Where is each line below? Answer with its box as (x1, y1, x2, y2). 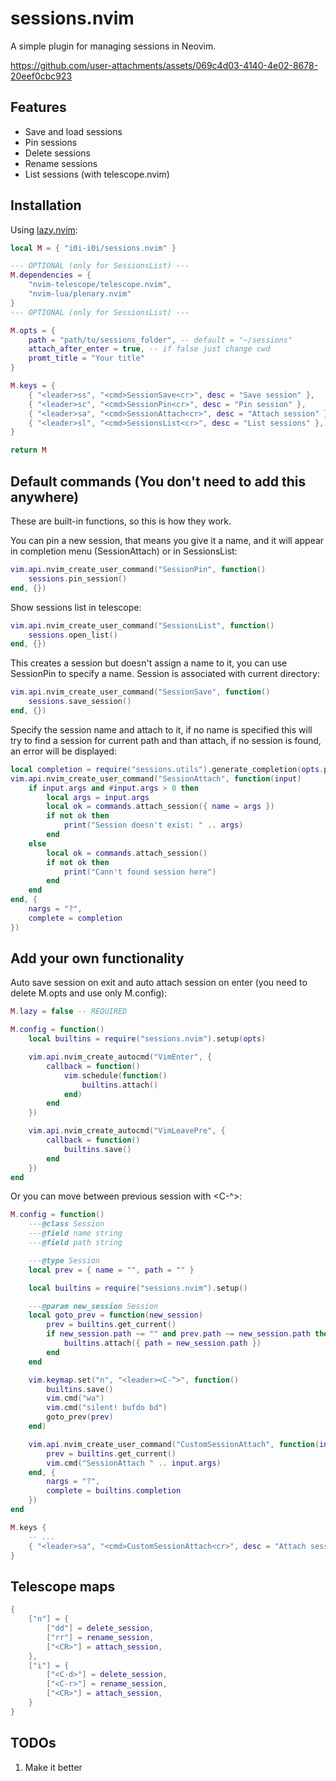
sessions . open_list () (28, 630, 118, 640)
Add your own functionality (10, 950, 185, 967)
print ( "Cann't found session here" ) (63, 867, 217, 877)
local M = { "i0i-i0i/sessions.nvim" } (10, 243, 177, 253)
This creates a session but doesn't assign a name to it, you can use (10, 657, 288, 669)
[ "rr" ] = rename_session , (46, 1632, 155, 1642)
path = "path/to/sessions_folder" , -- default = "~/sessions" (28, 335, 293, 345)
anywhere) (10, 488, 80, 506)
